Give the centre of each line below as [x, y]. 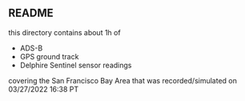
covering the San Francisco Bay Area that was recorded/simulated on [123, 80]
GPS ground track [49, 56]
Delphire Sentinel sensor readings [76, 65]
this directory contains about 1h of [65, 32]
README [31, 13]
